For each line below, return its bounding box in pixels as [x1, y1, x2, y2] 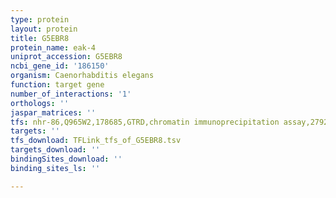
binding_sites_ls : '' [10, 163, 101, 173]
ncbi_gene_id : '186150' [10, 61, 110, 71]
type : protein [10, 14, 70, 25]
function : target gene [10, 80, 105, 90]
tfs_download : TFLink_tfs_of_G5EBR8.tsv [10, 136, 182, 146]
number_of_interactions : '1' [10, 89, 132, 99]
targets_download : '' [10, 145, 101, 155]
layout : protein [10, 24, 78, 34]
